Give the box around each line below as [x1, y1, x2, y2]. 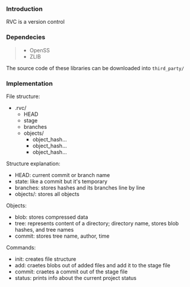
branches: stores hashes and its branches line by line [14, 184, 145, 191]
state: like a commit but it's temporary [14, 178, 108, 185]
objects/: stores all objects [14, 190, 80, 197]
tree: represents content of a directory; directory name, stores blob [14, 219, 179, 227]
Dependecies [6, 33, 46, 42]
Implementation [6, 79, 53, 87]
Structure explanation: [6, 160, 61, 167]
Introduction [6, 5, 43, 13]
